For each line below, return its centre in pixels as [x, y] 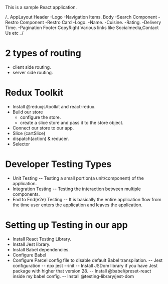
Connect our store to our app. [43, 128]
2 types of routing [43, 53]
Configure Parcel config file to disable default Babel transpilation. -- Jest [88, 260]
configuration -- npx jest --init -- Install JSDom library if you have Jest [85, 265]
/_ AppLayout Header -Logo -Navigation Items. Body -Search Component [81, 17]
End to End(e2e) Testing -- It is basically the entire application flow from [87, 199]
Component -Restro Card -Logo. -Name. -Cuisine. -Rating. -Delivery [91, 22]
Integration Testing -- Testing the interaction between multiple [77, 189]
